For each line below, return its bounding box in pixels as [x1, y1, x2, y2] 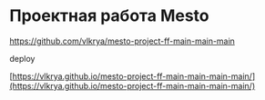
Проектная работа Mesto [9, 5, 209, 26]
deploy [9, 53, 36, 64]
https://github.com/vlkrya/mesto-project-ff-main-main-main [9, 35, 235, 46]
